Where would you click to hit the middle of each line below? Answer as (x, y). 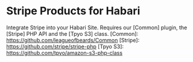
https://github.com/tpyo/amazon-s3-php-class (64, 52)
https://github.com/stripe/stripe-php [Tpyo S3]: (65, 46)
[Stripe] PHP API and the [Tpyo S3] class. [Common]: (72, 33)
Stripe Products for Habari (73, 11)
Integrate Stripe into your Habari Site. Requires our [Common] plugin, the (97, 27)
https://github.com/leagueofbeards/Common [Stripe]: (73, 40)
